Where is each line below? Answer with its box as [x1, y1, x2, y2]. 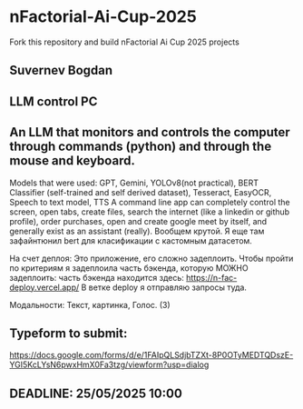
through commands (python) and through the [9, 139, 272, 155]
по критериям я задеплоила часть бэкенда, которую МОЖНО [9, 262, 249, 274]
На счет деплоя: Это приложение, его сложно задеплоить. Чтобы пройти [9, 253, 294, 264]
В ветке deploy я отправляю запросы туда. [81, 282, 248, 293]
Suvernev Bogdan [9, 63, 113, 78]
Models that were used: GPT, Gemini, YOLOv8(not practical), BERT [9, 177, 259, 188]
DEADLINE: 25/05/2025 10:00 [9, 385, 183, 401]
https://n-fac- [185, 272, 238, 283]
